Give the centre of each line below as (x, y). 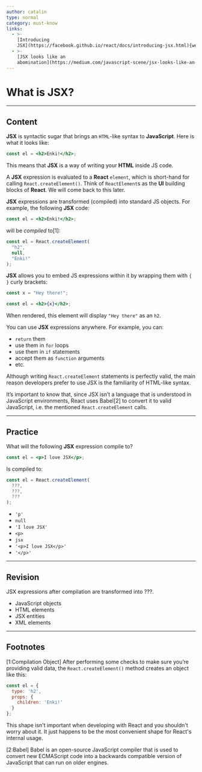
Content (22, 122)
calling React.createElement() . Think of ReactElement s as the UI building (96, 183)
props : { (23, 697)
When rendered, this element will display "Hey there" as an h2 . (84, 316)
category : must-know (32, 23)
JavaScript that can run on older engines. (57, 763)
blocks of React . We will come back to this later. (66, 190)
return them (30, 339)
